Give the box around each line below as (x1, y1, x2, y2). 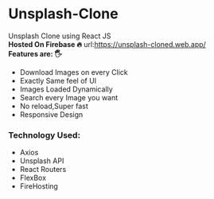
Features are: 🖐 (8, 49, 63, 58)
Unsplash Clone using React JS (8, 31, 111, 41)
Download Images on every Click (19, 67, 129, 76)
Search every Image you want (19, 92, 119, 102)
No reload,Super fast (19, 101, 89, 111)
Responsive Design (19, 109, 84, 119)
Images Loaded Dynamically (19, 84, 113, 94)
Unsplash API (19, 156, 64, 166)
